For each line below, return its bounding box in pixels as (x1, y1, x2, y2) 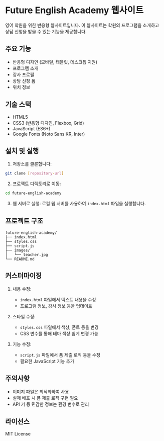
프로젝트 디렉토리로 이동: (12, 181, 61, 187)
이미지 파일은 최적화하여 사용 (12, 388, 69, 395)
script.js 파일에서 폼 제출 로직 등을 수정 (20, 351, 101, 358)
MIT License (5, 431, 31, 437)
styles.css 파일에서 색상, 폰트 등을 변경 (20, 324, 99, 330)
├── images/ (5, 247, 30, 253)
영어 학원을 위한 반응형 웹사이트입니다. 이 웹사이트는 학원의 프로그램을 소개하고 (5, 22, 159, 28)
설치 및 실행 (5, 146, 39, 155)
